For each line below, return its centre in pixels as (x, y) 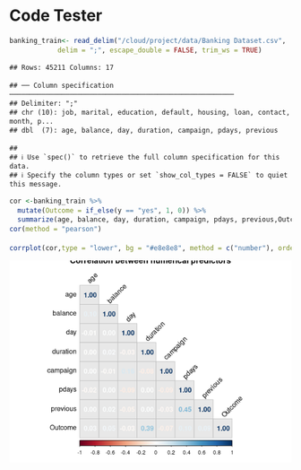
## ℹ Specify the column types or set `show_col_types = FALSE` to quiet (149, 175)
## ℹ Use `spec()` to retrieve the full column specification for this (145, 157)
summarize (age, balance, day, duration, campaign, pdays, (128, 220)
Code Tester (56, 16)
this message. (36, 184)
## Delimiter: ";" (43, 103)
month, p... (31, 121)
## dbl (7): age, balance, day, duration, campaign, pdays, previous (144, 130)
